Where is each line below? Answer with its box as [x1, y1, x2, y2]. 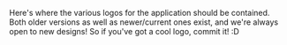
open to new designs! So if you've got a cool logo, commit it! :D [9, 26, 240, 36]
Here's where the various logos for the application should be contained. [9, 8, 270, 18]
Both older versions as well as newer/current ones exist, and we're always [9, 17, 279, 27]
